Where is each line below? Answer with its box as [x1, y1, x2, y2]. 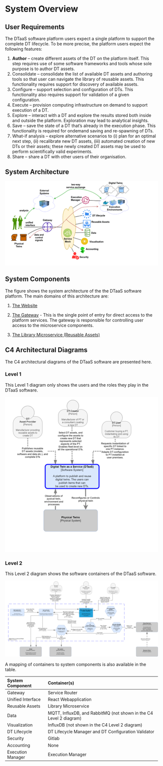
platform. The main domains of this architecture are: [5, 293, 109, 299]
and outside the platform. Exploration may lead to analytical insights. [12, 118, 149, 123]
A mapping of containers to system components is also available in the [5, 661, 147, 668]
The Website [12, 302, 38, 308]
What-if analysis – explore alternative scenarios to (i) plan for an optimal [12, 133, 156, 139]
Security [7, 735, 24, 741]
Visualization [7, 722, 33, 728]
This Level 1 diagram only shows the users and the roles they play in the [5, 382, 149, 388]
